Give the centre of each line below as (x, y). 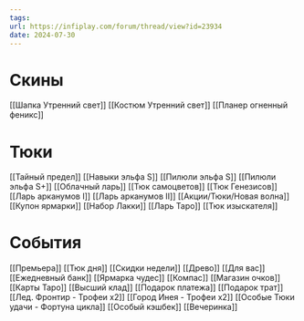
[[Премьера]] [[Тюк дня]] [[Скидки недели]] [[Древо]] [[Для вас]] (137, 268)
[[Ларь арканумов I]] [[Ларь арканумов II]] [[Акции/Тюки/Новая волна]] (150, 196)
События (46, 243)
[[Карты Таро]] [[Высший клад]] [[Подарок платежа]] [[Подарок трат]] (147, 287)
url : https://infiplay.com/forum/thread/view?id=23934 (116, 26)
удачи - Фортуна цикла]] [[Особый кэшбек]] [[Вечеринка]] (124, 307)
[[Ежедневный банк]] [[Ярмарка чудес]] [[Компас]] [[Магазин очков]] (145, 278)
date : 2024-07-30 (42, 35)
